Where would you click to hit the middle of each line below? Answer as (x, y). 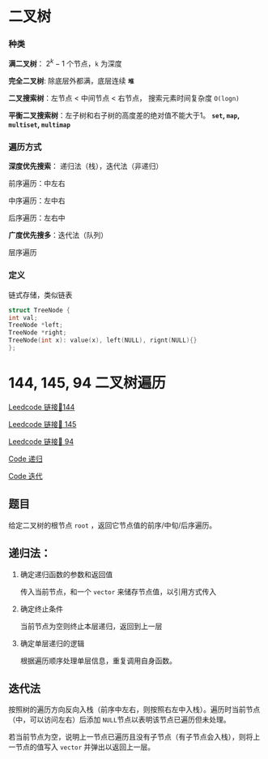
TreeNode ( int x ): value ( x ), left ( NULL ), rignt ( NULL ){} (103, 341)
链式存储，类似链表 (40, 295)
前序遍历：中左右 (37, 183)
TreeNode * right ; (38, 333)
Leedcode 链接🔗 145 (43, 424)
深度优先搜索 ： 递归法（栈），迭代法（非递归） (86, 166)
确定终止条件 (41, 609)
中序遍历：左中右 (37, 201)
